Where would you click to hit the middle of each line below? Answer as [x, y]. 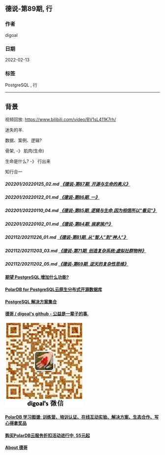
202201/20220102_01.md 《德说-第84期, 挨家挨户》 [59, 224]
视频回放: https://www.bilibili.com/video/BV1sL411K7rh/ [61, 120]
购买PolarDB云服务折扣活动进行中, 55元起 [47, 435]
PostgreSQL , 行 [21, 85]
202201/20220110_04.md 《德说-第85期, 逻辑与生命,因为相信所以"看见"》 [81, 211]
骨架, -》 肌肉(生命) [25, 151]
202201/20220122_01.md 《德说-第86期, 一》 [52, 197]
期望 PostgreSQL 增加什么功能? [37, 277]
